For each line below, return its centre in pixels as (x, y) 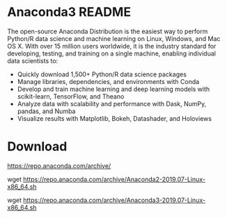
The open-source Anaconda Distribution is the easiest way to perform (108, 31)
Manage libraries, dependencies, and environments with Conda (108, 81)
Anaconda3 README (69, 12)
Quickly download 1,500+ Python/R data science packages (102, 74)
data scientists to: (33, 60)
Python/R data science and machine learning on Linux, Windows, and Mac (114, 38)
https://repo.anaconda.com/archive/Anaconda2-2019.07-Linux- (115, 179)
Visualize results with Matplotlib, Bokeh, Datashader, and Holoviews (115, 118)
